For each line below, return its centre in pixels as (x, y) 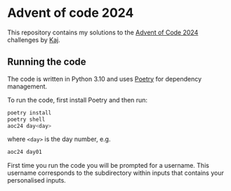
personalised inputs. (37, 180)
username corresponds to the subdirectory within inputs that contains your (116, 173)
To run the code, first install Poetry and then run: (78, 100)
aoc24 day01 (25, 152)
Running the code (47, 62)
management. (27, 86)
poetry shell (26, 119)
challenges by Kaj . (34, 39)
